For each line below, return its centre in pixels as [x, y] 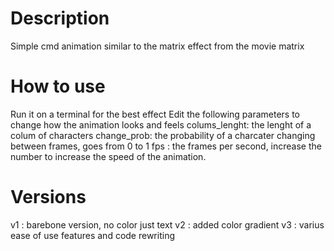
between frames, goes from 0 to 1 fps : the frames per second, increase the [166, 146]
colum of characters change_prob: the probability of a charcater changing [163, 135]
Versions [48, 197]
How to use [58, 86]
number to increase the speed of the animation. [108, 156]
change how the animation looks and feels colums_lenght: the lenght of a [161, 124]
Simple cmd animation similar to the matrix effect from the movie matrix [157, 46]
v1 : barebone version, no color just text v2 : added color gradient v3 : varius [167, 224]
